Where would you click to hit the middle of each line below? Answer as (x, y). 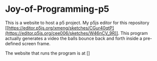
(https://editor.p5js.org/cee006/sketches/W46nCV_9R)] (62, 33)
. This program (133, 33)
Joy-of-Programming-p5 (57, 9)
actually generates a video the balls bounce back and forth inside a (74, 38)
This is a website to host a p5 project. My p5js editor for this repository (77, 23)
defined (13, 43)
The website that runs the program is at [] (48, 53)
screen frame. (36, 43)
